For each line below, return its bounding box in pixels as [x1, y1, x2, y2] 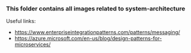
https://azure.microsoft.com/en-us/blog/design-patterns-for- [14, 35, 162, 42]
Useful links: [6, 18, 36, 25]
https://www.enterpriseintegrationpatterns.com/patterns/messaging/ [14, 29, 180, 36]
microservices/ [14, 41, 51, 48]
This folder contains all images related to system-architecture [6, 5, 186, 13]
